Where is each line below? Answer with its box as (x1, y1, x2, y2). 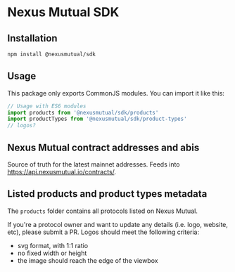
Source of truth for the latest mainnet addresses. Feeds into (7, 160, 181, 169)
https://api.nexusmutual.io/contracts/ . (7, 168, 117, 176)
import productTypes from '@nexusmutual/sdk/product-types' (7, 115, 188, 123)
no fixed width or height (17, 249, 87, 257)
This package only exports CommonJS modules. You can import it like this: (7, 89, 225, 97)
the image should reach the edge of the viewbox (17, 256, 158, 264)
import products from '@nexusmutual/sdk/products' (7, 109, 159, 116)
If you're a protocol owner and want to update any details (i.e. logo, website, (7, 220, 229, 228)
